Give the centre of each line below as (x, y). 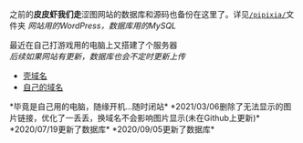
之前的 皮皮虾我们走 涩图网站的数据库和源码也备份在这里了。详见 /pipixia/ (148, 14)
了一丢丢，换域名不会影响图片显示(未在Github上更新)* (158, 118)
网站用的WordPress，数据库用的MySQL (102, 26)
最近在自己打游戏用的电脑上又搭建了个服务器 (94, 45)
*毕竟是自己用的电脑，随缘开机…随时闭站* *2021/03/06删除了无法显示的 (146, 107)
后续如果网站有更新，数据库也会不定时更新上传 (97, 56)
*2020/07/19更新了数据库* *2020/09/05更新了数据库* (112, 129)
